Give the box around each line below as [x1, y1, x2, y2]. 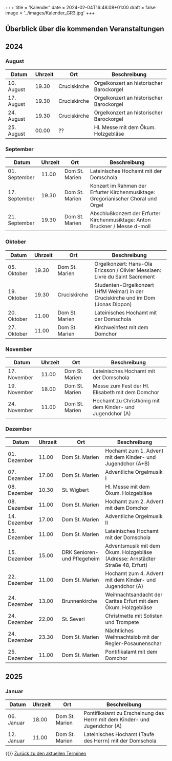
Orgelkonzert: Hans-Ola [94, 260, 153, 267]
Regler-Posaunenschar [104, 640, 162, 647]
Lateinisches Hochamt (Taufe [83, 731, 155, 738]
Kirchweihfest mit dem [94, 324, 148, 331]
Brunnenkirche [61, 598, 97, 605]
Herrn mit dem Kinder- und [83, 716, 150, 723]
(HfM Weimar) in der [94, 288, 144, 295]
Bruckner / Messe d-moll [90, 223, 151, 230]
